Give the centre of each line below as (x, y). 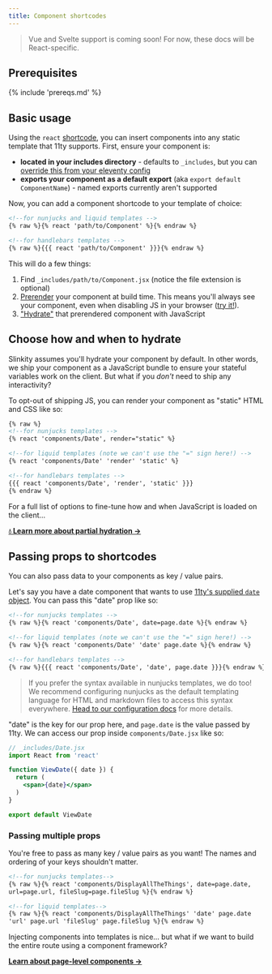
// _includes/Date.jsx (47, 748)
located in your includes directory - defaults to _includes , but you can (138, 162)
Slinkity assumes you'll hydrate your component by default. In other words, (134, 358)
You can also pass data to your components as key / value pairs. (116, 576)
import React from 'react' (54, 755)
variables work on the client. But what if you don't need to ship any (120, 376)
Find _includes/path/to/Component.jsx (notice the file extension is (130, 279)
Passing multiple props (55, 835)
